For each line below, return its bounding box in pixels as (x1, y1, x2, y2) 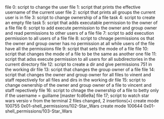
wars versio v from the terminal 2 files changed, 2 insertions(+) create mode (5, 98, 159, 103)
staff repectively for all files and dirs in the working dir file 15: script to (5, 77, 146, 83)
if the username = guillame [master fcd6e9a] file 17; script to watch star (5, 93, 149, 98)
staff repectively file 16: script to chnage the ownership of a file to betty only (5, 88, 159, 93)
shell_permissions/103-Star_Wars (5, 108, 72, 114)
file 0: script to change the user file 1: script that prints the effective (5, 4, 141, 10)
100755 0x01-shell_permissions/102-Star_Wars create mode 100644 (5, 103, 143, 109)
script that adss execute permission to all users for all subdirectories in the (5, 56, 156, 62)
